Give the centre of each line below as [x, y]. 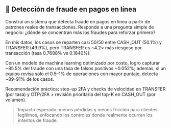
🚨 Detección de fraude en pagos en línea [71, 9]
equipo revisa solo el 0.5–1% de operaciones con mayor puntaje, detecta [82, 74]
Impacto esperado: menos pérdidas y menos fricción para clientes [88, 109]
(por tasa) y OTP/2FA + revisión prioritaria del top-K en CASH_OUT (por [80, 94]
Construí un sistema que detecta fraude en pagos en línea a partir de [78, 21]
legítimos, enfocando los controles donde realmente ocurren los [85, 115]
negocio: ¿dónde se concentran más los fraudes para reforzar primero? [80, 32]
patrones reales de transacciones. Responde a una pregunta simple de [80, 27]
